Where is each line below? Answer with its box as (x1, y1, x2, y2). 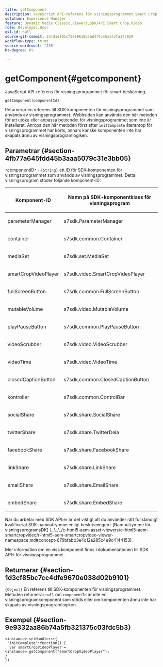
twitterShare (7, 429, 35, 436)
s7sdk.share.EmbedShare (64, 500, 123, 506)
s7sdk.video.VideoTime (64, 359, 117, 366)
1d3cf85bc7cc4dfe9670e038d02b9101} (5, 573, 130, 582)
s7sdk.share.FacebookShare (64, 447, 129, 453)
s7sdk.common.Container (64, 235, 123, 242)
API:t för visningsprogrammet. (5, 552, 65, 558)
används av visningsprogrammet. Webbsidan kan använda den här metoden (5, 112, 158, 118)
